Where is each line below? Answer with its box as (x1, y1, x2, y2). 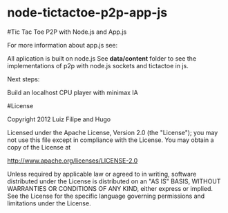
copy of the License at (7, 143, 71, 151)
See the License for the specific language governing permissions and (7, 192, 205, 200)
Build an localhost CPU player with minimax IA (7, 88, 138, 97)
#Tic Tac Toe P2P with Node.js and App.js (7, 28, 127, 36)
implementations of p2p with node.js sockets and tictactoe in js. (7, 61, 189, 70)
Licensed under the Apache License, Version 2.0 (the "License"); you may (7, 128, 218, 136)
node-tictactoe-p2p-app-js (7, 5, 168, 21)
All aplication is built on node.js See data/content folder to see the (7, 54, 197, 63)
